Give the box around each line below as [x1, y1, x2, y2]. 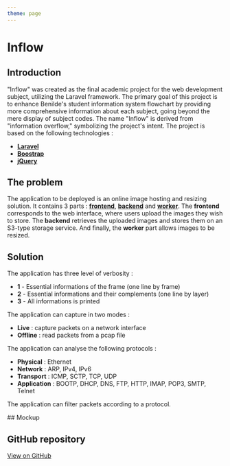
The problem [7, 176, 63, 189]
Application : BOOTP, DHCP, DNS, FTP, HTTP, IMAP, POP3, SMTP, [16, 380, 207, 388]
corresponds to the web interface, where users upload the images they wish [7, 209, 223, 218]
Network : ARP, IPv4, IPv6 [16, 365, 91, 373]
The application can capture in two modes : [7, 310, 130, 319]
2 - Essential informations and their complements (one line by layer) [16, 290, 209, 299]
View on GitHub [7, 452, 51, 460]
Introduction [7, 67, 62, 79]
